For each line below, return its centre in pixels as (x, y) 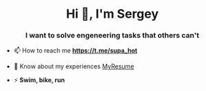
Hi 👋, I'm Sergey (112, 14)
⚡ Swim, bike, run (39, 80)
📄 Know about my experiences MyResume (74, 66)
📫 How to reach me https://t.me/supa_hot (75, 51)
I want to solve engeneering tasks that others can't (112, 36)
